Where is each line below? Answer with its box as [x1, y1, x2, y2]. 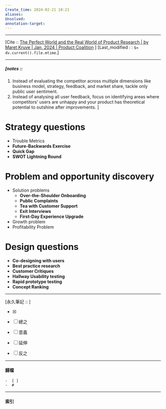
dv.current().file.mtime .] [5, 50, 59, 56]
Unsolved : [5, 16, 26, 21]
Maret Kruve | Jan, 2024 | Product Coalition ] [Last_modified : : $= [5, 44, 139, 50]
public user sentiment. [12, 88, 58, 94]
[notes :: [5, 65, 23, 72]
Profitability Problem [12, 224, 54, 230]
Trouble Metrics [12, 138, 45, 144]
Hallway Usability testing [12, 274, 65, 280]
